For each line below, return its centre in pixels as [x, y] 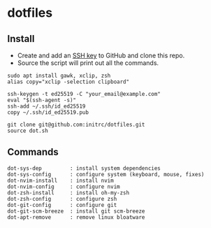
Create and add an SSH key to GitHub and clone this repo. [101, 55]
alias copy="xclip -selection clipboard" [68, 82]
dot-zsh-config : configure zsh [62, 199]
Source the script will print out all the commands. [88, 63]
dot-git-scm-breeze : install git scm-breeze [76, 211]
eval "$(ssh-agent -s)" [42, 100]
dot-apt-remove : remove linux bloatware [76, 217]
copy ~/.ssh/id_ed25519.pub [48, 113]
